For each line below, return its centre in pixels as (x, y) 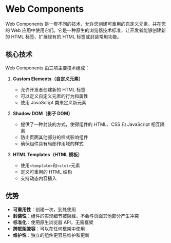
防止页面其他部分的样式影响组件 (54, 137)
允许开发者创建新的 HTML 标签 (53, 89)
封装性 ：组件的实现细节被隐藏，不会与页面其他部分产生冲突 (76, 216)
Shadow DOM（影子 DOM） (43, 113)
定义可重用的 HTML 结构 (46, 172)
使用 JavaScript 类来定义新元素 (53, 102)
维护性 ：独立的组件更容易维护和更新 (51, 235)
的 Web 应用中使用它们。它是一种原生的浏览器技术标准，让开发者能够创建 (83, 30)
